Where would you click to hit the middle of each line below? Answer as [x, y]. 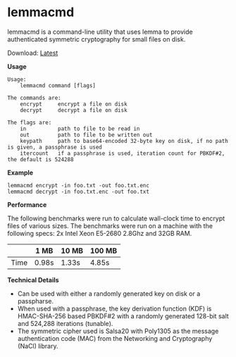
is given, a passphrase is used [55, 147]
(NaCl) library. [38, 346]
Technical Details [33, 280]
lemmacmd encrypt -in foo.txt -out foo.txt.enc [79, 185]
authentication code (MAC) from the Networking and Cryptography [115, 338]
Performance [27, 204]
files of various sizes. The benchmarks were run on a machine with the [110, 225]
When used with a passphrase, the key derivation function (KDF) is [114, 308]
